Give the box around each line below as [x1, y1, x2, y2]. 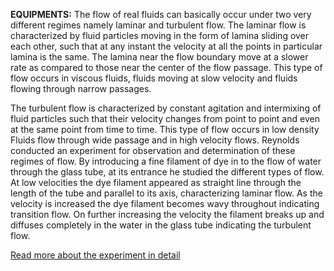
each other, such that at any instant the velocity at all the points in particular [10, 40, 323, 52]
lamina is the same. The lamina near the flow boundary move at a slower [10, 51, 309, 63]
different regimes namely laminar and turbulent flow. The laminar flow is [10, 19, 307, 31]
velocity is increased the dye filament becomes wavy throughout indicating [10, 198, 320, 209]
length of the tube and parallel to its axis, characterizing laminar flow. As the [10, 187, 323, 199]
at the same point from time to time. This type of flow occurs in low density [10, 124, 320, 135]
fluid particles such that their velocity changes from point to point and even [10, 113, 320, 124]
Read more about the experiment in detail [10, 249, 181, 261]
